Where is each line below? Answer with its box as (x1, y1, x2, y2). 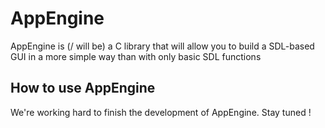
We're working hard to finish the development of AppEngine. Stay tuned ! (10, 106, 312, 118)
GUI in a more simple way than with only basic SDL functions (10, 50, 262, 62)
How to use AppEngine (10, 80, 156, 97)
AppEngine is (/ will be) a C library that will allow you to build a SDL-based (10, 40, 315, 52)
